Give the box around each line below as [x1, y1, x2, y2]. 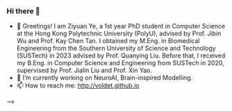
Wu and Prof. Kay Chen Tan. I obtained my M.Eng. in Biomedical [16, 37, 200, 45]
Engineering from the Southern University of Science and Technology [16, 44, 216, 53]
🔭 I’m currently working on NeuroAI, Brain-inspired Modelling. [16, 74, 193, 82]
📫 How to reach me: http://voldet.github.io [16, 81, 140, 89]
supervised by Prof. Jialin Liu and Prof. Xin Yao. [16, 66, 152, 75]
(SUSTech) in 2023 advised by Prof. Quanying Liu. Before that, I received [16, 51, 226, 60]
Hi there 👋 [6, 6, 41, 16]
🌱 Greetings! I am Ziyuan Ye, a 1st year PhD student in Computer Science [16, 22, 226, 31]
